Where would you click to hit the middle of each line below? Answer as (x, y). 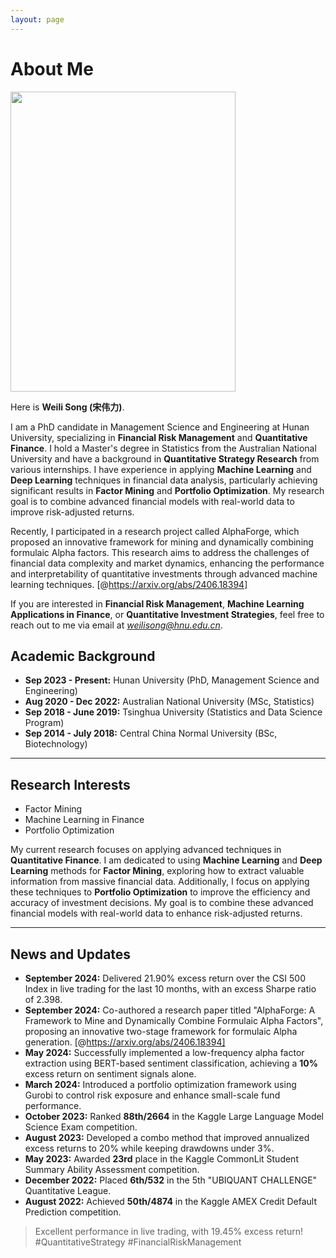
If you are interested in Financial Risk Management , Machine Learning (157, 603)
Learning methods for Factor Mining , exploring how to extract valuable (157, 871)
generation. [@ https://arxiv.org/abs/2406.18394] (125, 1042)
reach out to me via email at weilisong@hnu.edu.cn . (116, 625)
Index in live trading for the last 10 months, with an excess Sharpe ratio (170, 989)
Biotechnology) (56, 744)
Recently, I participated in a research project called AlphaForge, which (155, 531)
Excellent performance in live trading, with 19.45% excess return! (169, 1231)
